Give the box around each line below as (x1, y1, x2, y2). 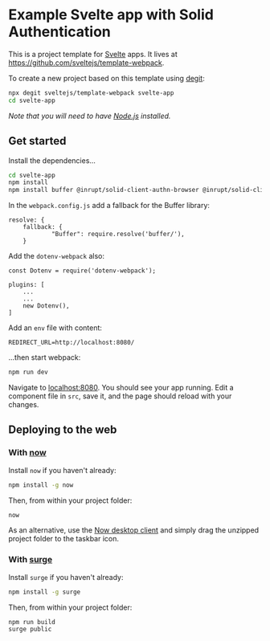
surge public (8, 625, 52, 634)
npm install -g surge (8, 588, 81, 596)
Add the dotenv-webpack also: (8, 251, 104, 261)
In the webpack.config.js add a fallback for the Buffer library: (8, 201, 211, 210)
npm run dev (8, 368, 48, 377)
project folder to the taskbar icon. (8, 534, 119, 544)
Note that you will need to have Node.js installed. (8, 111, 171, 120)
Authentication (8, 22, 111, 41)
